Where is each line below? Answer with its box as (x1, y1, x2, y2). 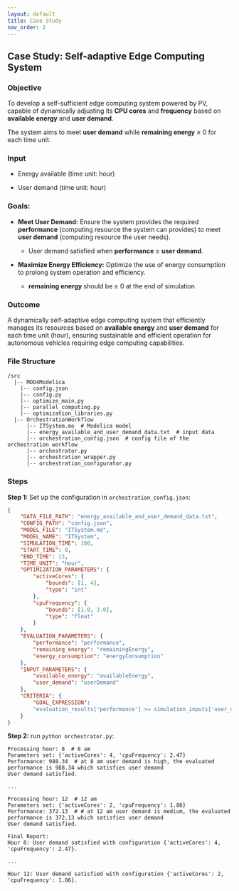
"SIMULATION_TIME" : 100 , (20, 540, 94, 547)
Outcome (7, 299, 41, 309)
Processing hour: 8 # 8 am (7, 745, 91, 753)
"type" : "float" (45, 613, 94, 620)
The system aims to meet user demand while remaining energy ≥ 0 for (7, 128, 217, 136)
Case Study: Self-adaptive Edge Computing (7, 50, 205, 62)
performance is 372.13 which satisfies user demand (7, 815, 164, 822)
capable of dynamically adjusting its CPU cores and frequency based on (7, 106, 221, 115)
